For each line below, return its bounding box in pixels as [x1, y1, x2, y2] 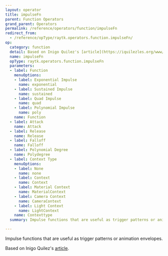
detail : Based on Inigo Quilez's [9, 49, 79, 54]
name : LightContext [18, 208, 59, 213]
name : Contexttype [14, 213, 52, 218]
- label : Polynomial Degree [9, 148, 68, 153]
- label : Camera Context [14, 194, 66, 199]
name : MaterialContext [18, 189, 66, 194]
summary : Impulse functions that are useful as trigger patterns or [9, 217, 155, 222]
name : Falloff [14, 143, 43, 148]
